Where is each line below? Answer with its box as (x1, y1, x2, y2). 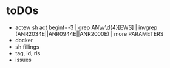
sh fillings (15, 43, 39, 50)
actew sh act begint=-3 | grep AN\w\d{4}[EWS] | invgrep (15, 24, 158, 31)
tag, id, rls (15, 49, 41, 56)
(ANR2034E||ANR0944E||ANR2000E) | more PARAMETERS (15, 30, 164, 37)
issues (15, 56, 32, 63)
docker (15, 36, 33, 44)
